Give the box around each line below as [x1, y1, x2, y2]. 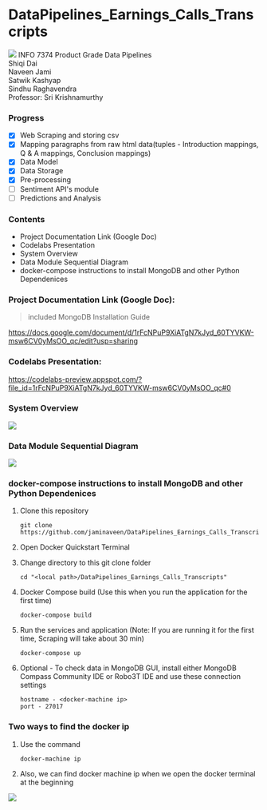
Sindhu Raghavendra [8, 84, 77, 93]
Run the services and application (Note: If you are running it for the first [19, 625, 255, 635]
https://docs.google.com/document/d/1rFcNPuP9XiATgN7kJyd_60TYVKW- [8, 328, 255, 337]
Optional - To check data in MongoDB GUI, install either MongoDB [19, 663, 237, 673]
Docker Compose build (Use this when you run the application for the [19, 587, 248, 597]
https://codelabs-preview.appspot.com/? [8, 374, 143, 384]
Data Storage [19, 166, 64, 176]
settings [19, 681, 47, 690]
